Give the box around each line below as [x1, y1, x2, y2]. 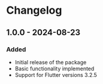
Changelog [6, 4, 62, 17]
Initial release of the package [14, 58, 87, 66]
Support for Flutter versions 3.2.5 [14, 71, 98, 78]
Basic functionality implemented [14, 65, 95, 72]
